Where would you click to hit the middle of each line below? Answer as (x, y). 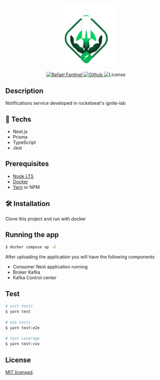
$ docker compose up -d (31, 247)
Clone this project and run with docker (45, 218)
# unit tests (19, 306)
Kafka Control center (35, 278)
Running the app (32, 235)
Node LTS (23, 176)
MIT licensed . (20, 372)
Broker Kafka (27, 272)
